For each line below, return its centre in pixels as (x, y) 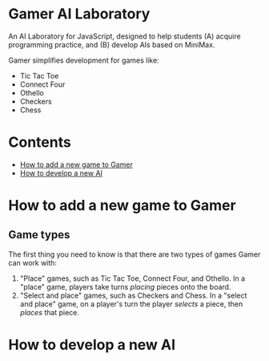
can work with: (33, 262)
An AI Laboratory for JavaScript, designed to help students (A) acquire (125, 36)
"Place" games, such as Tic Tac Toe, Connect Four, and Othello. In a (132, 278)
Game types (39, 235)
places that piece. (50, 312)
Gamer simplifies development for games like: (84, 60)
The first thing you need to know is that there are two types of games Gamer (134, 254)
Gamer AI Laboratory (79, 14)
